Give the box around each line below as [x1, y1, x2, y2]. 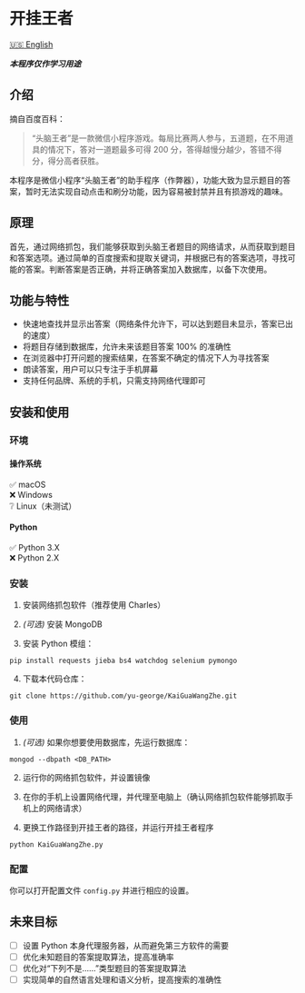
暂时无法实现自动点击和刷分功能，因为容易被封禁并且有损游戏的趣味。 [25, 185, 288, 196]
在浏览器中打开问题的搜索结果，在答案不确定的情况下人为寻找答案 [22, 353, 270, 363]
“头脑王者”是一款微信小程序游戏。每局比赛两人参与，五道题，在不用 [31, 133, 286, 144]
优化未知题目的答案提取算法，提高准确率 [22, 951, 174, 962]
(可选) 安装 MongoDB [22, 619, 103, 630]
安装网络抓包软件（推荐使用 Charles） [22, 600, 166, 611]
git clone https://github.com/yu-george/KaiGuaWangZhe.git [9, 691, 238, 700]
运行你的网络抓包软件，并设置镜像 [22, 771, 151, 782]
